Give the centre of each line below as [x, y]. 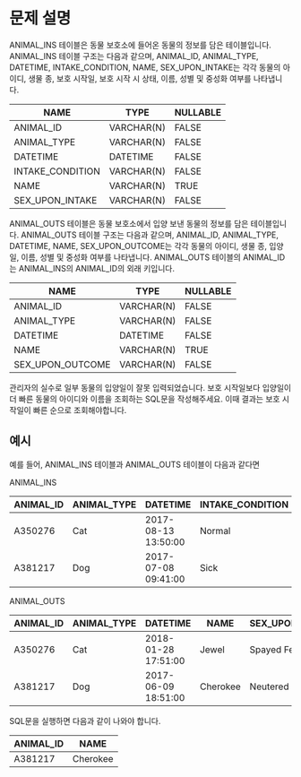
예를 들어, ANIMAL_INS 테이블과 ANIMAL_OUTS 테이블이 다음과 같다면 [134, 464]
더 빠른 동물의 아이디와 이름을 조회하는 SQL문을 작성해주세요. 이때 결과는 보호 [145, 399]
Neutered [269, 686]
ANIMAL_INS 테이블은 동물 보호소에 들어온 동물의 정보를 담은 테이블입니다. [140, 45]
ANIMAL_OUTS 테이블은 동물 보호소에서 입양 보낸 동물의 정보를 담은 [129, 223]
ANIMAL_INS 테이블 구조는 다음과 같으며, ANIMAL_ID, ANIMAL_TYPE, [134, 56]
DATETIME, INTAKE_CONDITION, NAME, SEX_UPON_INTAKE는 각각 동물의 [145, 67]
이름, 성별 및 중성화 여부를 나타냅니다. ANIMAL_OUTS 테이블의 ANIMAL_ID [153, 257]
